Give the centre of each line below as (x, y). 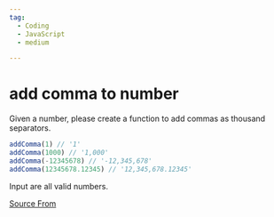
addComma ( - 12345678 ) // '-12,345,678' (81, 161)
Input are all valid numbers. (59, 186)
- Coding (33, 26)
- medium (33, 42)
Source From (33, 203)
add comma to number (94, 94)
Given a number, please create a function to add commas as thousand (137, 119)
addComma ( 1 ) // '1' (45, 145)
